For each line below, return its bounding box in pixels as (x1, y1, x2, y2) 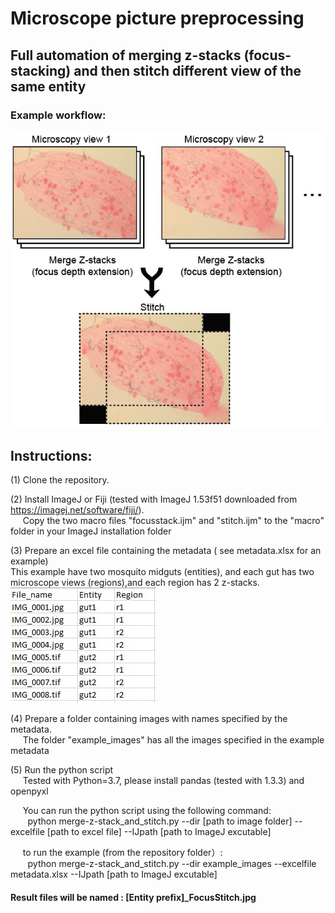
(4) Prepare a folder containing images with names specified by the (10, 712, 288, 724)
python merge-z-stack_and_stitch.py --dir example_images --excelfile (27, 857, 317, 869)
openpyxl (10, 785, 49, 797)
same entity (10, 78, 87, 95)
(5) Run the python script (10, 763, 114, 776)
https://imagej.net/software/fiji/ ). (10, 503, 145, 516)
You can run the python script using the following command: (22, 804, 272, 816)
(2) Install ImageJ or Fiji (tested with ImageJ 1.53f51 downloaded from (10, 493, 298, 505)
